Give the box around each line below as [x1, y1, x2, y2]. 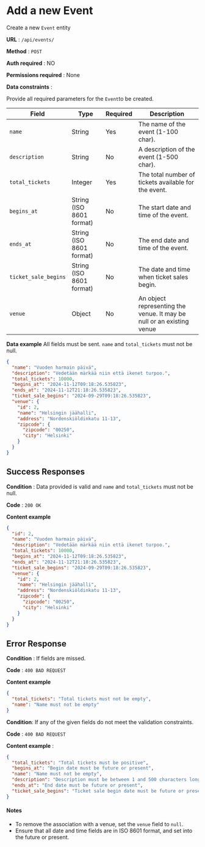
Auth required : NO [6, 59, 56, 67]
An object [138, 294, 166, 303]
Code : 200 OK [6, 501, 41, 508]
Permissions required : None [6, 71, 81, 78]
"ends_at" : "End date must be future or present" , [12, 782, 143, 789]
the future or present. [15, 833, 70, 841]
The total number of [138, 170, 195, 179]
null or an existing [138, 317, 189, 325]
